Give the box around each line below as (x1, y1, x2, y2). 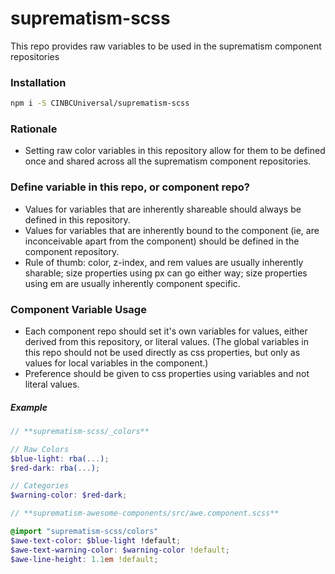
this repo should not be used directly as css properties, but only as (24, 347, 301, 358)
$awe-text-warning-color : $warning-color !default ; (10, 545, 230, 555)
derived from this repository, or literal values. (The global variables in (24, 336, 310, 347)
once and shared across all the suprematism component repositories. (24, 155, 312, 167)
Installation (10, 75, 67, 89)
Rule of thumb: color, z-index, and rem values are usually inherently (24, 256, 304, 268)
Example (10, 401, 48, 413)
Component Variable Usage (10, 302, 147, 316)
